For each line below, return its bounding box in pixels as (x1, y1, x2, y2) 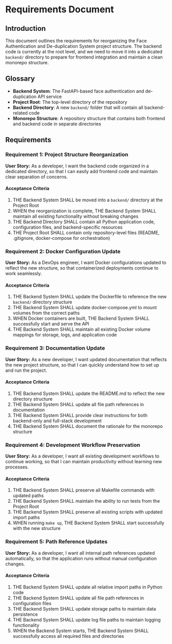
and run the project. (5, 367, 47, 373)
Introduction (5, 24, 46, 33)
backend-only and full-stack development (12, 418, 102, 424)
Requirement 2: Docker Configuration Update (5, 248, 121, 255)
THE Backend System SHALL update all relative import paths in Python (12, 584, 163, 590)
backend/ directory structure (12, 299, 72, 305)
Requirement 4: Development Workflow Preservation (5, 441, 140, 448)
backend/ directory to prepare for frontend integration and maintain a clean (5, 54, 163, 60)
